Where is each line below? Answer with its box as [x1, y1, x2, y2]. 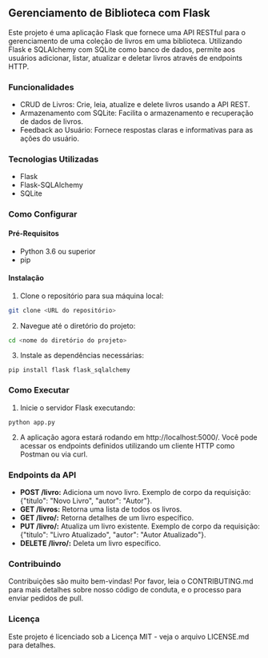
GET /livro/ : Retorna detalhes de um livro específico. [19, 513, 194, 523]
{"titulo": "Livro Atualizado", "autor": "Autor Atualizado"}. [19, 530, 206, 540]
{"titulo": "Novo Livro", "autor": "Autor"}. [19, 496, 153, 506]
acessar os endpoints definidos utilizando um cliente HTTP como [19, 441, 235, 450]
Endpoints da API [8, 469, 77, 481]
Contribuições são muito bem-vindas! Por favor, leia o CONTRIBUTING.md [8, 576, 254, 586]
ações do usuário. [19, 134, 80, 143]
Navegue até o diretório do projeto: [19, 321, 136, 330]
